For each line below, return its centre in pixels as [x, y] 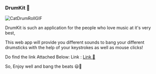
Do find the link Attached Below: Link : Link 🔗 [50, 57]
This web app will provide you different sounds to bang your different [75, 42]
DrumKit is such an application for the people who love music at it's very [78, 28]
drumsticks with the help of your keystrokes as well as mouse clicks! [74, 48]
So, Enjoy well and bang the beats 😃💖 [44, 66]
